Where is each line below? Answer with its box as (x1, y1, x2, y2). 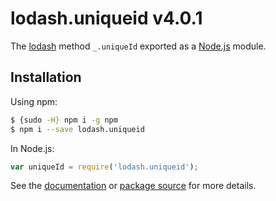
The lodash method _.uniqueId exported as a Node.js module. (10, 40, 267, 52)
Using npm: (10, 95, 58, 107)
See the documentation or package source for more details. (10, 180, 257, 192)
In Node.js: (10, 142, 55, 154)
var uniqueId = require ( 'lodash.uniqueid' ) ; (10, 162, 199, 172)
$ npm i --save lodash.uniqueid (10, 124, 145, 134)
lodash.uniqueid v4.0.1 (10, 7, 203, 30)
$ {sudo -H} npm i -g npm (10, 115, 118, 125)
